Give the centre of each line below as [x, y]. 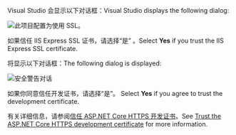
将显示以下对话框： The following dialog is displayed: [84, 63]
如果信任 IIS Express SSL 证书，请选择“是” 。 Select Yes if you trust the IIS [116, 40]
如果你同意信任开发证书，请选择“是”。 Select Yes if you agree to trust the [115, 93]
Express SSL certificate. [43, 49]
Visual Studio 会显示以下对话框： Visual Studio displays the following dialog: [118, 10]
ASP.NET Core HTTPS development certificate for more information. [108, 124]
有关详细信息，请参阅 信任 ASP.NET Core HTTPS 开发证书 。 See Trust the [114, 116]
